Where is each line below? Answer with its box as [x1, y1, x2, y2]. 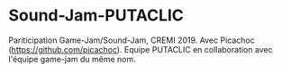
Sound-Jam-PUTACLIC [8, 5, 184, 26]
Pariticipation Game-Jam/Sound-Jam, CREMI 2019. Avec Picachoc [8, 35, 255, 45]
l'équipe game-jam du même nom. [8, 53, 136, 64]
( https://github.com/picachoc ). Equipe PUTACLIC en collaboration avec [8, 44, 273, 54]
